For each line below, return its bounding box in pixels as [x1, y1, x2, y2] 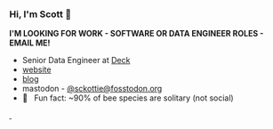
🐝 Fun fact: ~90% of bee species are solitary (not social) [21, 93, 234, 103]
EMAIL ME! [9, 37, 51, 48]
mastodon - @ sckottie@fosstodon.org [21, 84, 163, 94]
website [21, 64, 52, 75]
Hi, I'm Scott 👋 [9, 8, 72, 20]
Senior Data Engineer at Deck [21, 55, 131, 66]
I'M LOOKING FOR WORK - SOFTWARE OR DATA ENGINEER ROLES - [9, 28, 264, 39]
